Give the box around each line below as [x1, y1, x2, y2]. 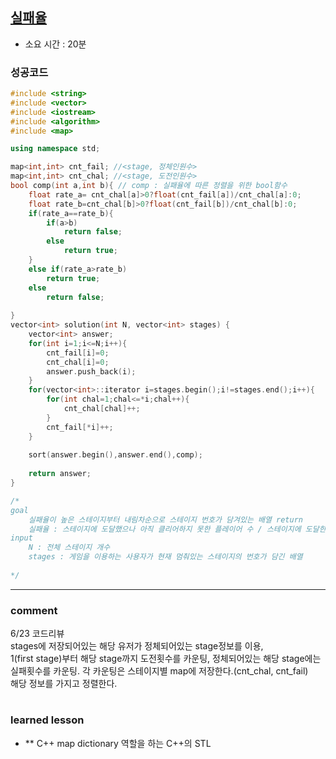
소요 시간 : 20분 [24, 38, 87, 50]
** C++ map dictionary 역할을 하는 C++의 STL [24, 737, 212, 749]
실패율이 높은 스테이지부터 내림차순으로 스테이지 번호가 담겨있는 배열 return [28, 514, 303, 525]
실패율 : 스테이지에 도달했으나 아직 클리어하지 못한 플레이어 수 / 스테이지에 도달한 [28, 524, 327, 534]
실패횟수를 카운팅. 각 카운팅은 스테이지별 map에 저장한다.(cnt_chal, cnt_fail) [10, 665, 309, 677]
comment [10, 603, 58, 617]
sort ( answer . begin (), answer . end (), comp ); [28, 450, 203, 460]
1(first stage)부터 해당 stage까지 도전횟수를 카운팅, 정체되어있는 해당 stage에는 [10, 653, 322, 665]
